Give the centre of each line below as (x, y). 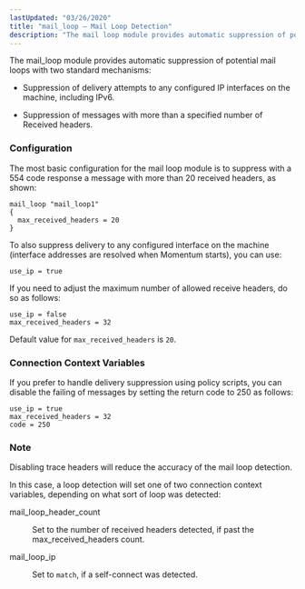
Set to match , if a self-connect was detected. (115, 574)
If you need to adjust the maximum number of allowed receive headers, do (148, 288)
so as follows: (35, 297)
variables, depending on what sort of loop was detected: (115, 494)
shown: (23, 187)
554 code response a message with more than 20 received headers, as (143, 177)
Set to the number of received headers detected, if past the (143, 530)
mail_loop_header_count (55, 512)
